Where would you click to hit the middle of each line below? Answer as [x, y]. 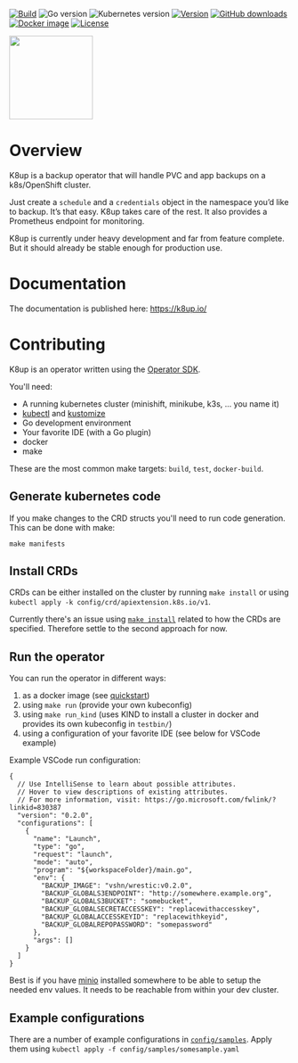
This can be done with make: [62, 527]
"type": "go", [59, 847]
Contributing [57, 345]
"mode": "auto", [63, 862]
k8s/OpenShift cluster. [50, 185]
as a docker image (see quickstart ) [86, 696]
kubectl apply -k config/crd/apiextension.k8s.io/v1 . [110, 602]
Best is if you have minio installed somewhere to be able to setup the [135, 980]
